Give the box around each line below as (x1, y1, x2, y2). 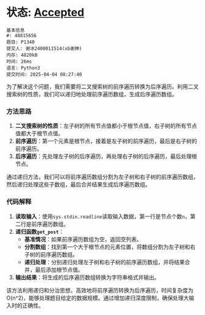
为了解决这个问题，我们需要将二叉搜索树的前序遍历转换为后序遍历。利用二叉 (6, 83, 199, 90)
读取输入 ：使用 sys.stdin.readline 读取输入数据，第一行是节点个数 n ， (15, 213, 190, 220)
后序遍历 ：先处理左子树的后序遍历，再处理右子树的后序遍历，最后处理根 (15, 153, 197, 160)
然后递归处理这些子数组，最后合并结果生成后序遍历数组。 (6, 181, 151, 188)
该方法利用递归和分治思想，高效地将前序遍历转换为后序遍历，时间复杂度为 (6, 286, 193, 294)
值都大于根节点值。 (15, 130, 64, 137)
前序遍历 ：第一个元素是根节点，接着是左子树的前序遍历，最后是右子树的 (15, 138, 197, 145)
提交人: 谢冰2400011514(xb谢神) (6, 45, 82, 52)
